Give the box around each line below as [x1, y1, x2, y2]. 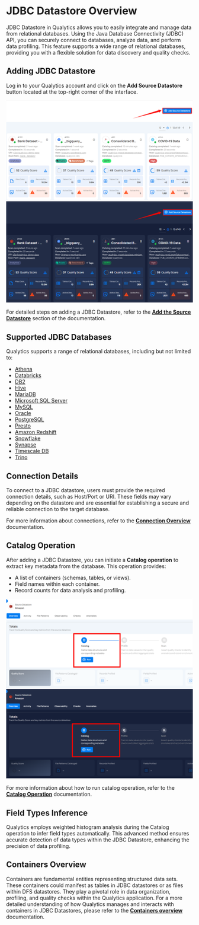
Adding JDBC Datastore [6, 66, 96, 76]
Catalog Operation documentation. [6, 790, 92, 798]
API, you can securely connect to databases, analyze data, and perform [6, 36, 181, 43]
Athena [14, 366, 33, 373]
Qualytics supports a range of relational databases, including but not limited [6, 348, 191, 355]
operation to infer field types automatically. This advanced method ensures [6, 830, 190, 837]
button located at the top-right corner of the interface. [6, 88, 138, 95]
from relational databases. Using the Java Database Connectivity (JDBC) [6, 30, 184, 37]
